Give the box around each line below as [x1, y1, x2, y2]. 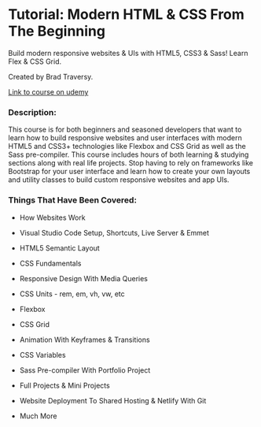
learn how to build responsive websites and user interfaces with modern [8, 133, 242, 143]
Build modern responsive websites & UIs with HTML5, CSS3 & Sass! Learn [8, 48, 248, 58]
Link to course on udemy [8, 87, 89, 96]
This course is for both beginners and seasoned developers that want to [8, 124, 242, 135]
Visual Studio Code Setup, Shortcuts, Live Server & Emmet [19, 228, 210, 237]
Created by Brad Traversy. [8, 72, 94, 81]
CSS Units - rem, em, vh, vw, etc [19, 289, 126, 299]
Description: [8, 106, 57, 117]
